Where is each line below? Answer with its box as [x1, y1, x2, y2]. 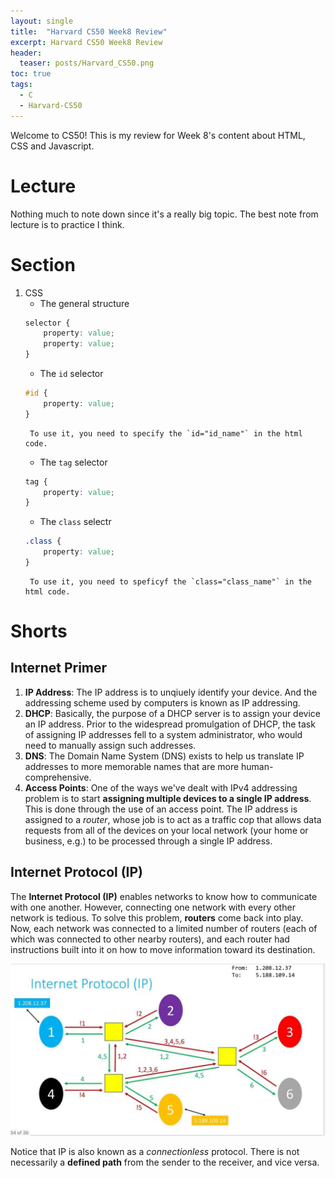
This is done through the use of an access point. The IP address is [24, 803, 298, 815]
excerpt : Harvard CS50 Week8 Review [10, 37, 163, 47]
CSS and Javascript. [10, 140, 95, 152]
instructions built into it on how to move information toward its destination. [10, 943, 316, 955]
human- [241, 760, 274, 772]
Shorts [10, 620, 68, 643]
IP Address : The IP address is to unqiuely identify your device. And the [24, 686, 318, 698]
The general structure [39, 297, 130, 309]
